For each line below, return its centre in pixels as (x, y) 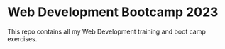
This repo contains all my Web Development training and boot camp (106, 31)
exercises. (22, 38)
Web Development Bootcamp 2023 (113, 12)
